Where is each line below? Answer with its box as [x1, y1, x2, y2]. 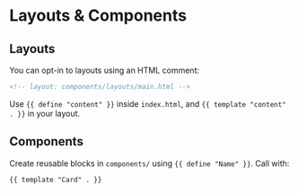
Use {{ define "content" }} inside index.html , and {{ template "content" [9, 98, 287, 109]
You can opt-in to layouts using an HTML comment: [9, 65, 200, 75]
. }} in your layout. [9, 108, 81, 118]
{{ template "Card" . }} [9, 175, 102, 184]
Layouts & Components [9, 5, 187, 26]
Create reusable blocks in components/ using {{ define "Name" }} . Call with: [9, 158, 290, 169]
